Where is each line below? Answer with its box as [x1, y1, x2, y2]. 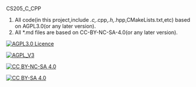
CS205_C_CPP [6, 5, 41, 12]
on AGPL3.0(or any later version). [14, 23, 96, 29]
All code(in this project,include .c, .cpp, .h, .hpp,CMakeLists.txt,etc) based [14, 16, 191, 23]
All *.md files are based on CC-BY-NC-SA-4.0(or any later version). [14, 29, 178, 36]
